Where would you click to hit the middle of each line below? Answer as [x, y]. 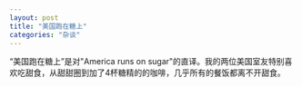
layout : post [34, 18]
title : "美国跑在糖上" [48, 26]
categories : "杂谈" [45, 34]
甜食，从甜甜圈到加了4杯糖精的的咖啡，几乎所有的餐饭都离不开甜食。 [156, 72]
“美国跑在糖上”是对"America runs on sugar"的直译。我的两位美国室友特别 [147, 62]
